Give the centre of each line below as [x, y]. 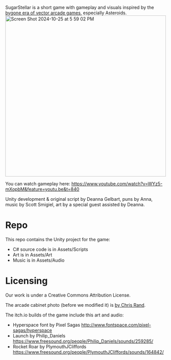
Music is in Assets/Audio [39, 260]
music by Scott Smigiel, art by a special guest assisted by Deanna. [75, 205]
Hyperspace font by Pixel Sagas [46, 325]
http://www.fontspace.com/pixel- [116, 325]
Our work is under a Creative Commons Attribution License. [68, 295]
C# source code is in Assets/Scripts [50, 249]
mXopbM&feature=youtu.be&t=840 [42, 189]
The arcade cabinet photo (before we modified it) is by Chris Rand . [76, 305]
